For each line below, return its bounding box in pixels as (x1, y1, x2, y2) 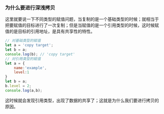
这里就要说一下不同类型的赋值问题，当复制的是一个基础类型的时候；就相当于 (5, 16, 159, 22)
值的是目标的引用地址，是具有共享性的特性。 (5, 28, 95, 35)
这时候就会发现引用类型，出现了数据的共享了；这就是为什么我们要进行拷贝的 (5, 97, 159, 103)
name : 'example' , (14, 65, 47, 70)
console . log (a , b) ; (5, 88, 42, 93)
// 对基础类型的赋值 (5, 38, 41, 43)
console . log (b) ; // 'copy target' (5, 52, 76, 57)
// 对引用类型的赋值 (5, 56, 41, 61)
